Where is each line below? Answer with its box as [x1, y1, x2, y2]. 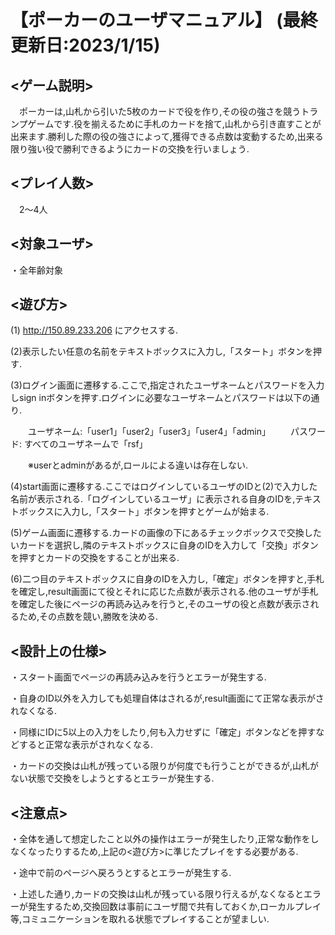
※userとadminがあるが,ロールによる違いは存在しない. [27, 459, 249, 471]
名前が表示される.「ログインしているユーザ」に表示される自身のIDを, [10, 493, 296, 505]
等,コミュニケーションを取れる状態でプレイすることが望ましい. [10, 913, 270, 925]
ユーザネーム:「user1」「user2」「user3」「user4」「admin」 [27, 426, 272, 438]
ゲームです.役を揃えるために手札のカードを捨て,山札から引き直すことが [27, 118, 322, 130]
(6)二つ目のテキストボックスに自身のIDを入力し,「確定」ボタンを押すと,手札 [10, 573, 325, 585]
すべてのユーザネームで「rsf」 [23, 438, 148, 450]
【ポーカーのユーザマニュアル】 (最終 [10, 9, 318, 32]
